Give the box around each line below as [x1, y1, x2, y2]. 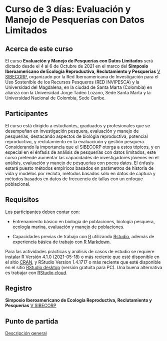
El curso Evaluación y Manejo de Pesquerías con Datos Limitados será [5, 58, 153, 63]
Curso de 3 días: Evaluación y [5, 3, 131, 15]
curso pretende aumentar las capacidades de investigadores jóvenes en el [5, 154, 159, 160]
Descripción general [5, 331, 47, 337]
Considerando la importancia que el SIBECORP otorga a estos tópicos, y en [5, 144, 160, 150]
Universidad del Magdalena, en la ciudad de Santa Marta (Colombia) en [5, 84, 152, 90]
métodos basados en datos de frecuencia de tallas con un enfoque [5, 176, 143, 182]
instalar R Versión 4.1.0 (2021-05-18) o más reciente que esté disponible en [5, 254, 160, 260]
